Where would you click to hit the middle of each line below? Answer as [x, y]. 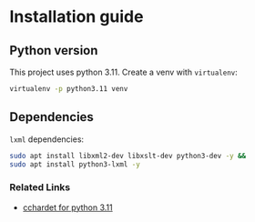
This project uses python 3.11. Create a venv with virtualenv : [124, 72]
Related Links [40, 187]
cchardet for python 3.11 [67, 207]
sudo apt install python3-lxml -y [75, 164]
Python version [54, 50]
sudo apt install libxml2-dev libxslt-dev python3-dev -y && [128, 156]
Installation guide [76, 17]
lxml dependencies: [47, 139]
